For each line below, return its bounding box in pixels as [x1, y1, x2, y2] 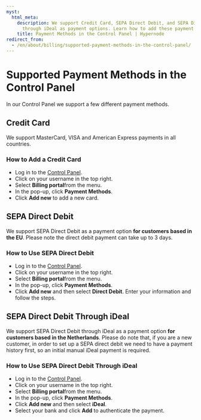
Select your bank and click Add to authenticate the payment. [14, 407, 165, 414]
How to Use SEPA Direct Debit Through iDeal [6, 361, 138, 370]
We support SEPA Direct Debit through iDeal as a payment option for [6, 327, 175, 334]
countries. [6, 140, 31, 147]
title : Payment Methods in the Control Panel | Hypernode [17, 31, 165, 37]
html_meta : [11, 14, 39, 20]
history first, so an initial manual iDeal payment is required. [6, 346, 151, 353]
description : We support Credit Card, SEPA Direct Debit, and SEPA [17, 20, 188, 26]
